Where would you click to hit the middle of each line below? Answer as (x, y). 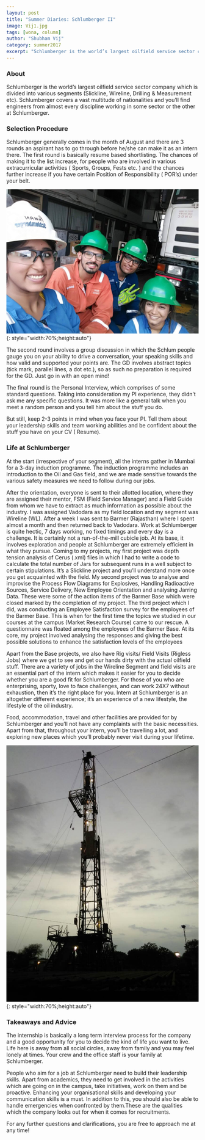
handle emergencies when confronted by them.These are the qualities (95, 1106)
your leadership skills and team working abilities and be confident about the (102, 426)
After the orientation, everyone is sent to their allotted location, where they (100, 492)
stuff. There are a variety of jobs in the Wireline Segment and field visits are (101, 666)
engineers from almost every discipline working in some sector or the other (101, 106)
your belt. (18, 181)
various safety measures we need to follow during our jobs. (81, 481)
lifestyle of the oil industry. (40, 705)
